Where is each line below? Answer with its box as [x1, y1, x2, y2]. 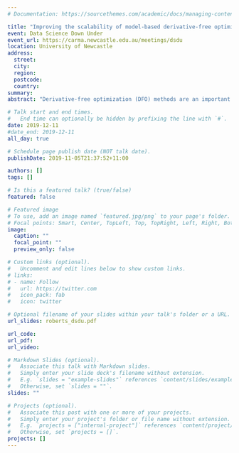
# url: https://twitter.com [7, 285, 97, 292]
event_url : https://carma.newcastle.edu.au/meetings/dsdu [7, 36, 183, 43]
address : [7, 50, 33, 57]
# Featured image [7, 206, 59, 213]
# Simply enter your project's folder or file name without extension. [7, 415, 231, 422]
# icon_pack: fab [7, 292, 65, 299]
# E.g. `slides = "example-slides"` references [7, 376, 158, 383]
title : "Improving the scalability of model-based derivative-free [7, 23, 212, 31]
